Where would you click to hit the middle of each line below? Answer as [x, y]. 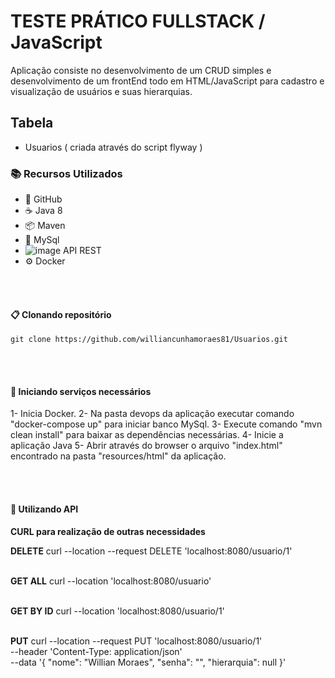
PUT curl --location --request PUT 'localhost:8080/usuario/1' [136, 641]
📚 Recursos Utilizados [66, 173]
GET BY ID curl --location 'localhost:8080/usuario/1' [117, 611]
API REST [82, 251]
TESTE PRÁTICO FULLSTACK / [138, 21]
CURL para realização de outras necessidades [108, 531]
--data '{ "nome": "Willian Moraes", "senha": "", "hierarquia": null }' [148, 662]
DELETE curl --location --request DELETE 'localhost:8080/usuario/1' [151, 551]
